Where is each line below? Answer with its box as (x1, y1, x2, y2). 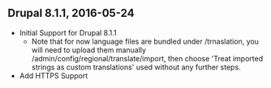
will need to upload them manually (31, 44, 147, 55)
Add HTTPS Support (19, 70, 88, 80)
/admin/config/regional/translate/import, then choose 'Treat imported (31, 53, 264, 63)
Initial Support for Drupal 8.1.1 (19, 27, 117, 37)
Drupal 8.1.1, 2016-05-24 (7, 6, 135, 20)
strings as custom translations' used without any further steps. (31, 62, 241, 72)
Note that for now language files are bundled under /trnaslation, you (31, 36, 259, 46)
